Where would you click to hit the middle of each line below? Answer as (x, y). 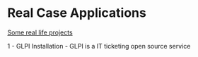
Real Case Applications (77, 13)
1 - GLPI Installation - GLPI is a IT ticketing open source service (99, 46)
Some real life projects (40, 32)
